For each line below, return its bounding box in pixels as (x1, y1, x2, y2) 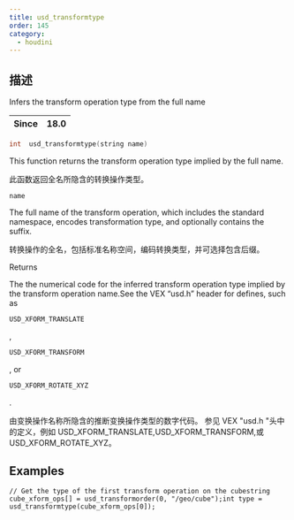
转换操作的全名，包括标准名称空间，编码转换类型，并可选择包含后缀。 (9, 244, 265, 255)
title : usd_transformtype (9, 12, 104, 22)
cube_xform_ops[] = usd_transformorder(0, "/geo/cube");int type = (9, 494, 263, 504)
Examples (9, 463, 64, 478)
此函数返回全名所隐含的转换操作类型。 (9, 173, 148, 184)
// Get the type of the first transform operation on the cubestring (9, 487, 271, 496)
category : (9, 29, 46, 38)
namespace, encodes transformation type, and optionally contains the (9, 216, 265, 226)
